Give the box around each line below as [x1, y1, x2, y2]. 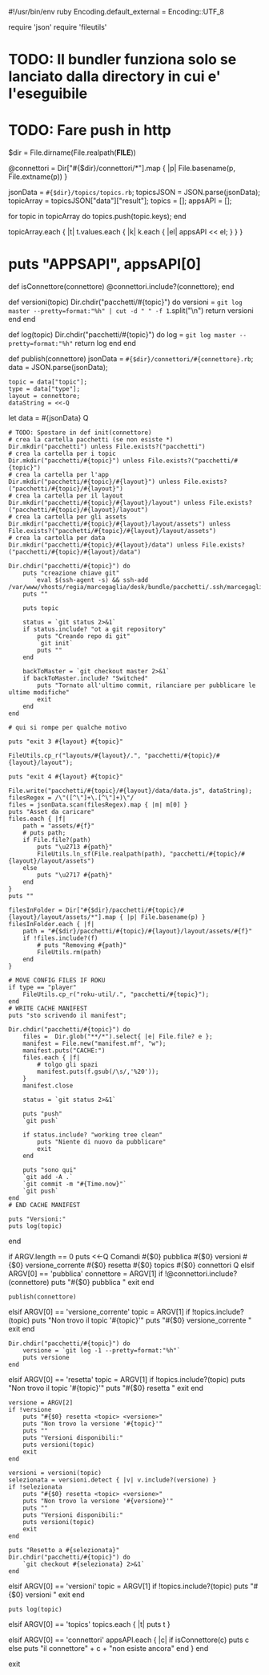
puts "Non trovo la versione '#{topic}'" [22, 1420, 163, 1428]
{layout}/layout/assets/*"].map [8, 913, 116, 921]
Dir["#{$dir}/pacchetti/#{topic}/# [65, 906, 184, 914]
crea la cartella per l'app [15, 471, 110, 479]
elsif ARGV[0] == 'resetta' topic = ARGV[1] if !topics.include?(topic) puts [8, 1375, 246, 1384]
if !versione [8, 1406, 52, 1414]
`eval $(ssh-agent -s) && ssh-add [33, 576, 149, 584]
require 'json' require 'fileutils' [8, 22, 107, 31]
